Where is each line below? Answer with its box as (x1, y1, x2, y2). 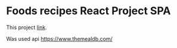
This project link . (6, 24, 47, 31)
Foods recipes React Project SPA (6, 4, 171, 18)
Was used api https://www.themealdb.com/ (6, 35, 113, 42)
